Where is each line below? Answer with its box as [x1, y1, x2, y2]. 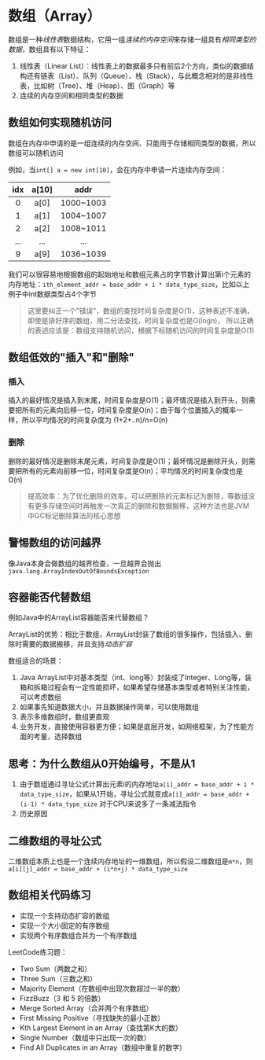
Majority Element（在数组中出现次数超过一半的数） [19, 984, 185, 993]
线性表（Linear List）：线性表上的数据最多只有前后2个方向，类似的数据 [19, 61, 248, 71]
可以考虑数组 [19, 693, 61, 702]
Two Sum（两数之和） [19, 964, 92, 974]
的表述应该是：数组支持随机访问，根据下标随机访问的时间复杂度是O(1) [27, 326, 255, 335]
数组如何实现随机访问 [8, 116, 112, 130]
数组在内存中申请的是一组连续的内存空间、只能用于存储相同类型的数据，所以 [8, 138, 256, 148]
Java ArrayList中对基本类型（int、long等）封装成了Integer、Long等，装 [19, 673, 252, 683]
